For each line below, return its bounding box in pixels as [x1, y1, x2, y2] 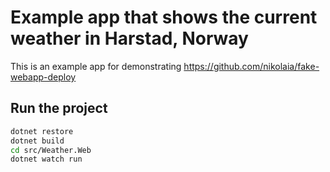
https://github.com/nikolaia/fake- [183, 60, 320, 72]
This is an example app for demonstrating [10, 60, 182, 72]
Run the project [10, 100, 108, 117]
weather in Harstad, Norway [10, 27, 249, 50]
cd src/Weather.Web [10, 145, 92, 155]
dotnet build [10, 136, 65, 146]
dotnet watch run [10, 154, 83, 165]
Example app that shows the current [10, 6, 318, 29]
